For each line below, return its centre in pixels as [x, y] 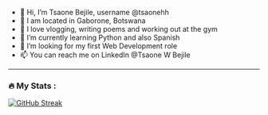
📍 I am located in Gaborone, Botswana [83, 21]
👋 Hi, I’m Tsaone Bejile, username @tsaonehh [95, 12]
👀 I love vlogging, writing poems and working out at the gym [118, 29]
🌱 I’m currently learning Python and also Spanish [100, 37]
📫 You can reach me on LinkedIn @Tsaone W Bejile [105, 55]
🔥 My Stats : [32, 86]
